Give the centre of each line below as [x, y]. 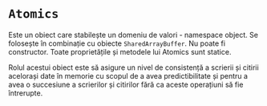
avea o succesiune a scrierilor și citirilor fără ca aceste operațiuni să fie [126, 84]
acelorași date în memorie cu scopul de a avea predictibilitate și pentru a [128, 75]
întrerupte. [26, 93]
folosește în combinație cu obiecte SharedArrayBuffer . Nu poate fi [117, 43]
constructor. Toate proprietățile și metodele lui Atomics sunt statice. [120, 51]
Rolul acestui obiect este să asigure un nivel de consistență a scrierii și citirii [133, 67]
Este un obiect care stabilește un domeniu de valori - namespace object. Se [133, 35]
